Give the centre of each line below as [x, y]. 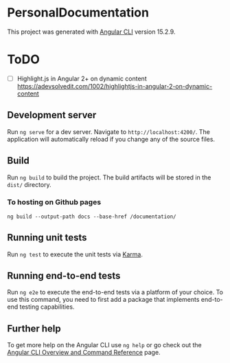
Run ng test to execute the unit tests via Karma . [75, 254]
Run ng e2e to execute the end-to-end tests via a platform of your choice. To [115, 292]
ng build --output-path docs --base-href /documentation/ [92, 217]
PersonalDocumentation [78, 13]
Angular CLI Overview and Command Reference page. [84, 353]
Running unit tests [47, 238]
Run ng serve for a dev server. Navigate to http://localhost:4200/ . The [109, 131]
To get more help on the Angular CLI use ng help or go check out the [104, 345]
